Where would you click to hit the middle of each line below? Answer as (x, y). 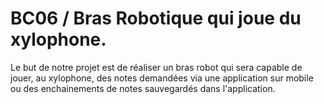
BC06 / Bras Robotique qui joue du (156, 18)
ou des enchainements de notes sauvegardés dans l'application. (143, 88)
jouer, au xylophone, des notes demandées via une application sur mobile (162, 78)
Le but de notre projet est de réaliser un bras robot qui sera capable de (156, 67)
